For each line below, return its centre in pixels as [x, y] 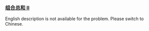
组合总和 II [17, 7]
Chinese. [14, 24]
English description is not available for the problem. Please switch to [74, 19]
